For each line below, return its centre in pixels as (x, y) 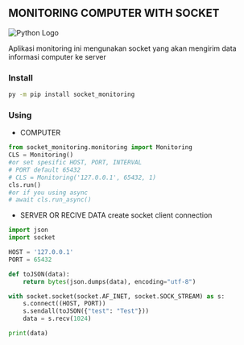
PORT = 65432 (30, 260)
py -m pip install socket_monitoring (72, 95)
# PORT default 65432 (45, 170)
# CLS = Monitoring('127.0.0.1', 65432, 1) (83, 177)
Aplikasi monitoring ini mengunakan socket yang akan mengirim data (122, 48)
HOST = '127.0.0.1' (41, 252)
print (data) (28, 334)
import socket (32, 238)
